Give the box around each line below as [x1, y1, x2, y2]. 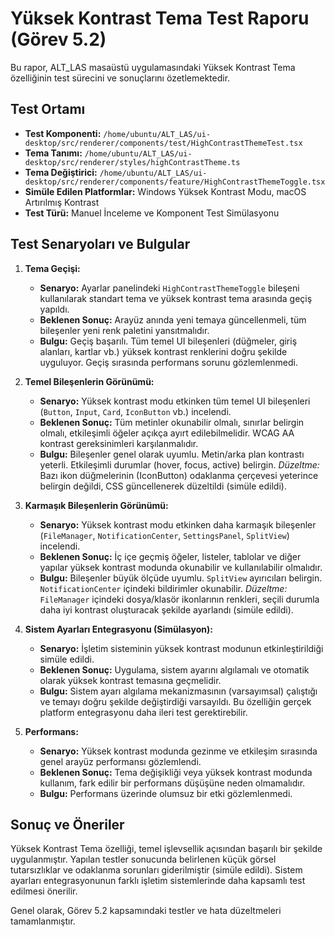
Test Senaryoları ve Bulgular [10, 236, 191, 253]
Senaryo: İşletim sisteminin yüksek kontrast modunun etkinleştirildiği [39, 642, 324, 654]
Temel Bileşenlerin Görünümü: [24, 375, 155, 387]
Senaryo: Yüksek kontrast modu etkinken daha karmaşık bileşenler [39, 518, 317, 531]
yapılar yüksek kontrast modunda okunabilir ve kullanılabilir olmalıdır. [39, 561, 323, 573]
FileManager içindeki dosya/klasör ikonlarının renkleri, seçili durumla [39, 593, 320, 605]
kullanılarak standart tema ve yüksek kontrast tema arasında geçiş [39, 292, 313, 304]
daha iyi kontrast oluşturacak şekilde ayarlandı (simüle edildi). [39, 603, 294, 616]
